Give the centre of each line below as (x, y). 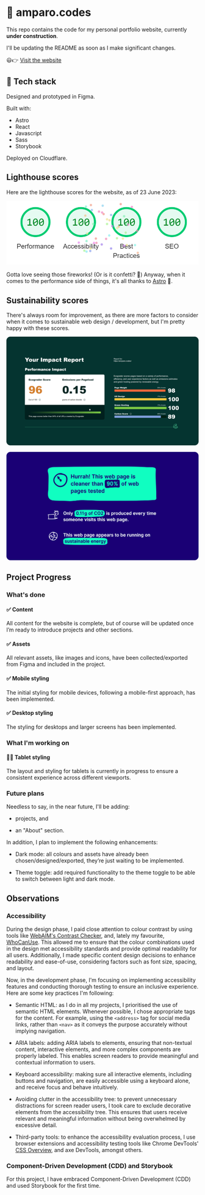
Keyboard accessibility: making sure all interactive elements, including (103, 1074)
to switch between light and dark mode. (65, 879)
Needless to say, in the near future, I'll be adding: (68, 807)
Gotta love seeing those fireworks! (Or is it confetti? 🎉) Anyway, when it (96, 274)
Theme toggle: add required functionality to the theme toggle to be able (105, 873)
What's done (26, 595)
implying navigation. (40, 1031)
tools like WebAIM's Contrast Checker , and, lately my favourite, (85, 935)
